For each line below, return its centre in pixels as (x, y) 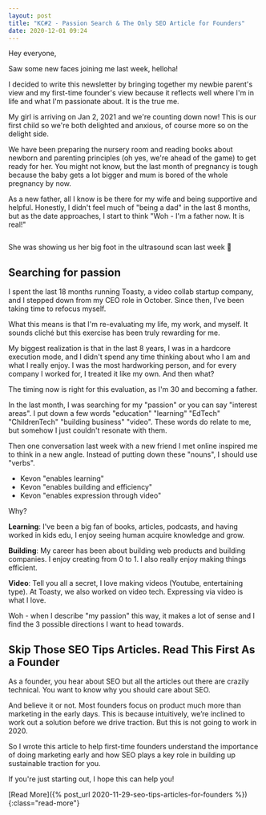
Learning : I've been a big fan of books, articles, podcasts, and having (123, 527)
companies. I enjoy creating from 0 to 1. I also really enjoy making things (127, 559)
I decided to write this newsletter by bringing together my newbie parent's (131, 84)
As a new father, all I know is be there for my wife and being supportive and (133, 199)
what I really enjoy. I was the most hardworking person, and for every (123, 365)
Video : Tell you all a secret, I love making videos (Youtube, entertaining (126, 583)
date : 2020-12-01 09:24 (48, 30)
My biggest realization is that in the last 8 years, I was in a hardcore (119, 349)
